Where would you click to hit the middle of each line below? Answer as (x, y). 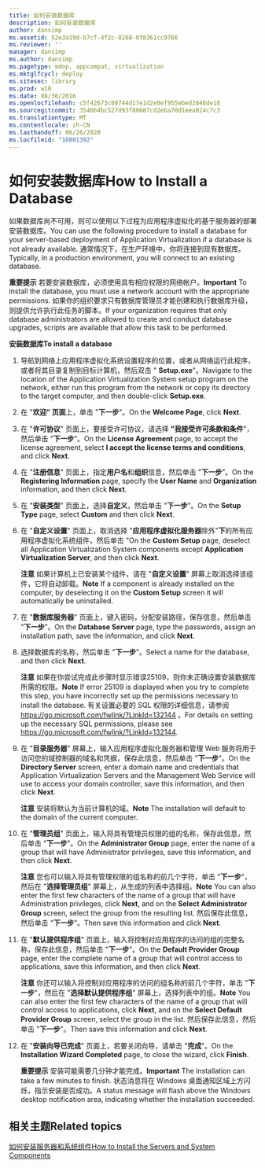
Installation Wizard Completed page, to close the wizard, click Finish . (134, 1055)
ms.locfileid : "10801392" (51, 140)
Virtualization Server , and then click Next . (90, 558)
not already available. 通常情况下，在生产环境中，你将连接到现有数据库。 (127, 249)
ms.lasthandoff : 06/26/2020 (55, 132)
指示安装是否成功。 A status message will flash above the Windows (142, 1091)
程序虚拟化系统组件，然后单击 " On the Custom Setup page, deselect (139, 540)
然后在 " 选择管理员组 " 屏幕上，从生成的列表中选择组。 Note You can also (138, 886)
